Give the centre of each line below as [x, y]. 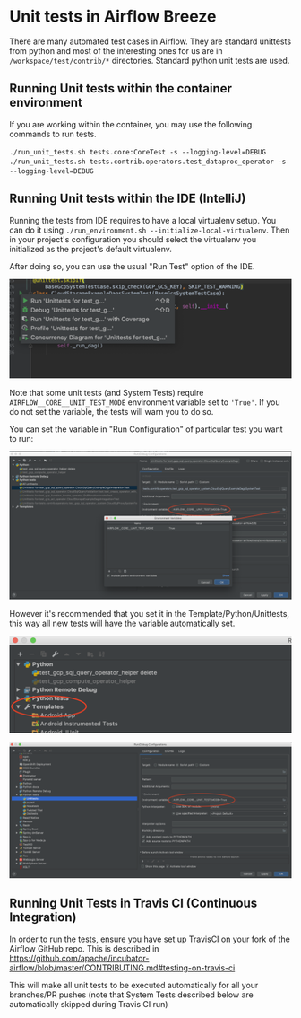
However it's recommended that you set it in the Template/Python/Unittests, [149, 613]
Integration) [43, 917]
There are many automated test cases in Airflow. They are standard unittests [150, 41]
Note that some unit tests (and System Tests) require [107, 392]
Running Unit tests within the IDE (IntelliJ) [128, 199]
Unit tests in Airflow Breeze [113, 17]
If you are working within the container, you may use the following [131, 124]
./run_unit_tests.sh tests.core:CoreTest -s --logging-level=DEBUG [138, 152]
